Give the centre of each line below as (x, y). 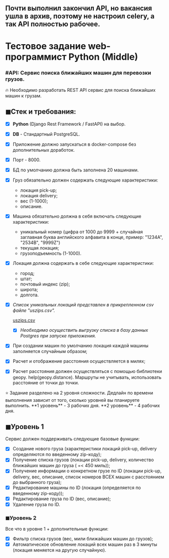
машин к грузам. (23, 95)
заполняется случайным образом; (50, 352)
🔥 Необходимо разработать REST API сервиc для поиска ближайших (80, 90)
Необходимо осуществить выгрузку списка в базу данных (84, 330)
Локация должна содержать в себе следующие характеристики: (83, 263)
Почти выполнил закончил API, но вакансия (79, 8)
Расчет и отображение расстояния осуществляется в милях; (79, 361)
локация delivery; (39, 196)
